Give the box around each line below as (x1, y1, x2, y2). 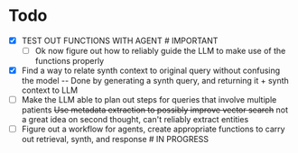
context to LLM (21, 85, 79, 95)
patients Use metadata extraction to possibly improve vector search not (21, 104, 288, 115)
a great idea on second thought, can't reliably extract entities (21, 114, 249, 125)
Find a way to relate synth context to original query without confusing (21, 65, 281, 76)
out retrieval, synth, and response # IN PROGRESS (21, 134, 210, 145)
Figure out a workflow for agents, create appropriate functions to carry (21, 123, 285, 135)
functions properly (34, 56, 105, 67)
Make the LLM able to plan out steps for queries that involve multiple (21, 94, 277, 105)
